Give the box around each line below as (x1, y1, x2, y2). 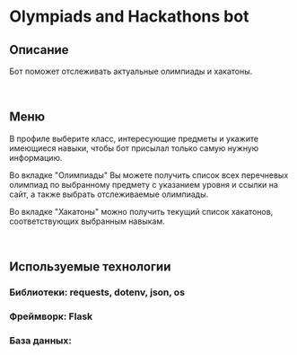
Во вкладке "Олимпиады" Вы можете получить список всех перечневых (9, 169, 289, 181)
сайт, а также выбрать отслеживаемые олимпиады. (9, 189, 209, 200)
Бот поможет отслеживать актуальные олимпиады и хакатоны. (9, 66, 253, 76)
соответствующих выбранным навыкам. (9, 216, 165, 226)
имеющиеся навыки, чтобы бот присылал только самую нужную (9, 142, 259, 154)
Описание (9, 42, 69, 58)
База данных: (9, 334, 72, 347)
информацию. (9, 152, 63, 163)
